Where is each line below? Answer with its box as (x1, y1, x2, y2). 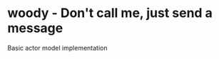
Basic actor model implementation (7, 43, 108, 52)
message (7, 20, 63, 36)
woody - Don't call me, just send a (7, 5, 213, 21)
